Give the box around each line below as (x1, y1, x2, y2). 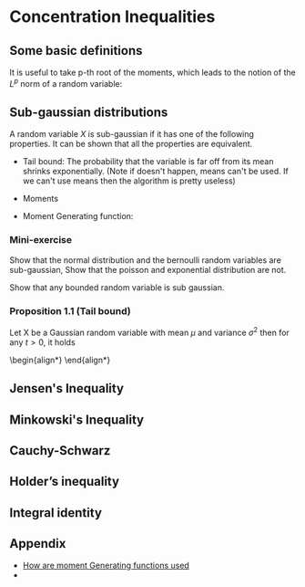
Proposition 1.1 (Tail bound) (9, 304, 131, 317)
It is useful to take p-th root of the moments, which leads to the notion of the (9, 67, 296, 78)
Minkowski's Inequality (9, 412, 144, 427)
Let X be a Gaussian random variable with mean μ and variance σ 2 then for (9, 326, 290, 338)
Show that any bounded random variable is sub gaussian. (9, 281, 225, 293)
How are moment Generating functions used (22, 560, 189, 571)
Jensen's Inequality (9, 381, 125, 396)
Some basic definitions (9, 43, 143, 58)
